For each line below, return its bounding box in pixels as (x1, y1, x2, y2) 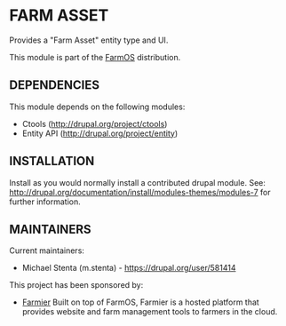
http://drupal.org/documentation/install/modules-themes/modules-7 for (9, 187, 271, 197)
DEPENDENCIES (9, 77, 100, 93)
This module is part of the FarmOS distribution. (9, 52, 181, 62)
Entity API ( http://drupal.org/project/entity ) (21, 128, 179, 139)
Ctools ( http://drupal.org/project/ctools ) (21, 118, 168, 129)
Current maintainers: (9, 245, 84, 256)
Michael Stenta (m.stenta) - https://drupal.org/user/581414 (21, 263, 236, 274)
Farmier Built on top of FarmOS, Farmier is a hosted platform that (21, 297, 259, 307)
